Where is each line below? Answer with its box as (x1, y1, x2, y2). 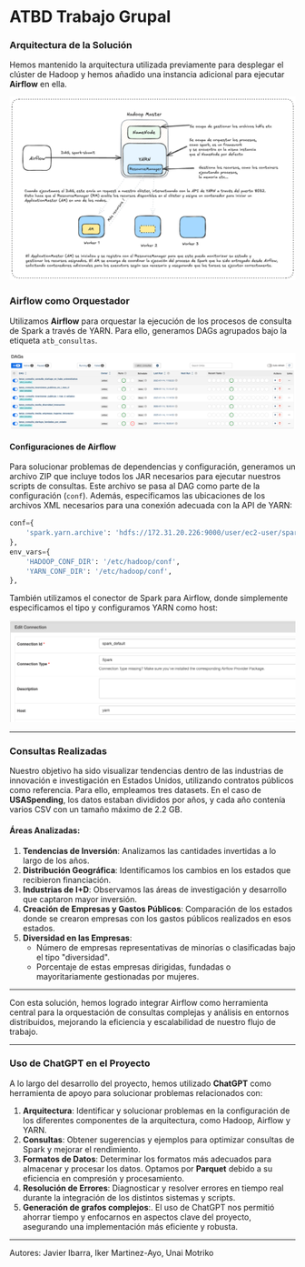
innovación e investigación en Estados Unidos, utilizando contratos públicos (9, 775, 294, 786)
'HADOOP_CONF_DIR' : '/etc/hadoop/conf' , (25, 557, 181, 566)
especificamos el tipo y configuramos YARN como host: (9, 602, 218, 613)
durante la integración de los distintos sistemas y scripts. (22, 1192, 236, 1202)
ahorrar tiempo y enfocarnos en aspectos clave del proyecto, (22, 1212, 252, 1222)
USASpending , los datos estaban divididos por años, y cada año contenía (9, 794, 286, 806)
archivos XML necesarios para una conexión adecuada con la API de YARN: (9, 500, 293, 511)
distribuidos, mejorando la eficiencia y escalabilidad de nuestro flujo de (9, 1016, 277, 1027)
